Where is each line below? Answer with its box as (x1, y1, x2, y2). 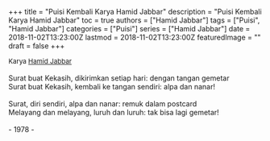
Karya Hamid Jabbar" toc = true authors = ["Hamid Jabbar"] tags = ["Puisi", (8, 15, 260, 25)
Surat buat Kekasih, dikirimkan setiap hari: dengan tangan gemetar (8, 73, 230, 83)
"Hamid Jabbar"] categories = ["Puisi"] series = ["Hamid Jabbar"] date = (8, 24, 251, 33)
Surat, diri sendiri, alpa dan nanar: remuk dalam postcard (8, 99, 197, 108)
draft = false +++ (8, 41, 65, 51)
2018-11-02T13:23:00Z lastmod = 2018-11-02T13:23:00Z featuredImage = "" (8, 32, 261, 42)
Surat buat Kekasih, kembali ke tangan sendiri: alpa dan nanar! (8, 82, 216, 91)
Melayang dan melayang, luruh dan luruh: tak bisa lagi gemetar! (8, 108, 219, 117)
